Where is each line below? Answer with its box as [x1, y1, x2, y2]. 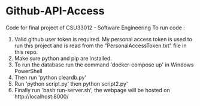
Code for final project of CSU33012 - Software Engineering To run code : [5, 24, 185, 31]
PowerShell [14, 67, 43, 74]
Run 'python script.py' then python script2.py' [14, 80, 128, 87]
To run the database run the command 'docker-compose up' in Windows [14, 61, 194, 68]
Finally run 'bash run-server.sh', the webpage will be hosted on [14, 86, 170, 93]
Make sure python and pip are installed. [14, 54, 112, 62]
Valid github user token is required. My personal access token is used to [14, 35, 193, 43]
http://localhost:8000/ [14, 93, 69, 100]
